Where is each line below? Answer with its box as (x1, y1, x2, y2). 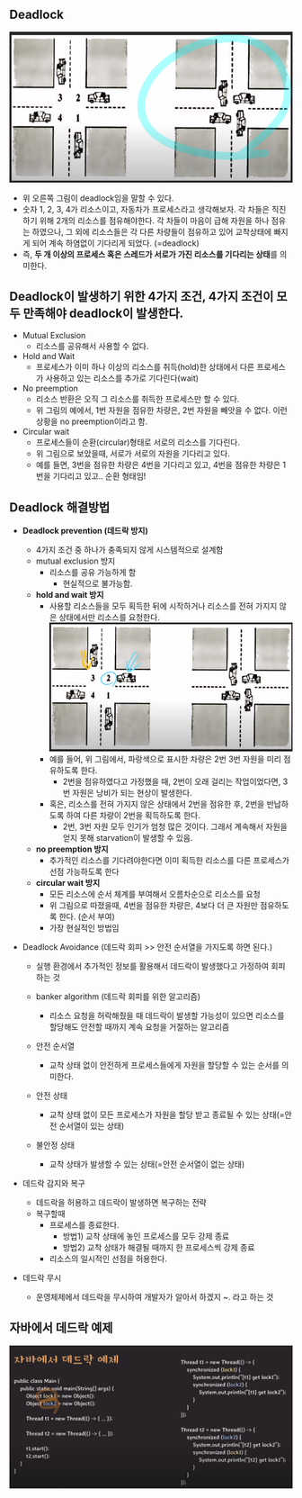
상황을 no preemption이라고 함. (35, 416, 148, 427)
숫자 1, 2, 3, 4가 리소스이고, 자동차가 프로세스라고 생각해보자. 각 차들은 (22, 203, 270, 214)
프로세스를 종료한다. (49, 1220, 120, 1231)
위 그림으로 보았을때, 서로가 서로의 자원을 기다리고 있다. (35, 448, 231, 459)
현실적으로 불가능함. (62, 578, 133, 589)
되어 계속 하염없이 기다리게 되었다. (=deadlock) (31, 238, 200, 248)
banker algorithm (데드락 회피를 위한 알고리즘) (35, 991, 200, 1002)
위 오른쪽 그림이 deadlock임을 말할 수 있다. (22, 193, 174, 203)
